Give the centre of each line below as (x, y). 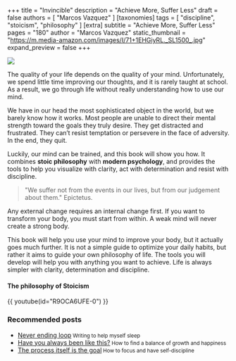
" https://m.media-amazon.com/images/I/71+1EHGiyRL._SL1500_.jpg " (106, 40)
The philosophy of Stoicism (48, 286)
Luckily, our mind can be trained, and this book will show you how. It (106, 154)
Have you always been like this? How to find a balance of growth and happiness (122, 342)
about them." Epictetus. (58, 197)
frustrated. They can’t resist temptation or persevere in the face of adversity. (118, 133)
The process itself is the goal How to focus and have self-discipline (106, 350)
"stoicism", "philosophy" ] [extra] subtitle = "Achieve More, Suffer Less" (111, 25)
